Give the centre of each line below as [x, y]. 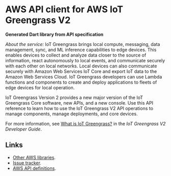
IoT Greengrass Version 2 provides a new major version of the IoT [74, 97]
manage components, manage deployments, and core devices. [71, 114]
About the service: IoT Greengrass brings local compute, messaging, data [83, 44]
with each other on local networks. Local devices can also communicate [81, 66]
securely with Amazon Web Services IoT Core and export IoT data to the [81, 71]
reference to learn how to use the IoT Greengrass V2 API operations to [79, 108]
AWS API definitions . [34, 168]
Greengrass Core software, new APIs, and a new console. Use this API [79, 103]
